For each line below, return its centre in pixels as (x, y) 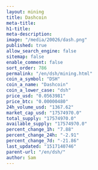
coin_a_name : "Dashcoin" (37, 85)
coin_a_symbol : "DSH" (33, 79)
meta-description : (29, 34)
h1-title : (19, 29)
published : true (26, 46)
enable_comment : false (35, 62)
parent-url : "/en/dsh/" (36, 152)
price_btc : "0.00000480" (37, 101)
